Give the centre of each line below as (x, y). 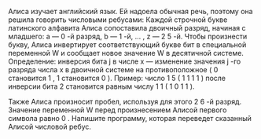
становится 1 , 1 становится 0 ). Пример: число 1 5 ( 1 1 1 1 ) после (117, 78)
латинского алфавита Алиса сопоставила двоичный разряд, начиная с (127, 28)
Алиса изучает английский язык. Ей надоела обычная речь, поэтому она (130, 11)
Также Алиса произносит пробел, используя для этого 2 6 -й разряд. (125, 102)
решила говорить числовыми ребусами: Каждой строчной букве (118, 20)
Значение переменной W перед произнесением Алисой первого (118, 110)
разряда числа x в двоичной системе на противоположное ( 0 (113, 69)
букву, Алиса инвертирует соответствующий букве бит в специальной (127, 45)
